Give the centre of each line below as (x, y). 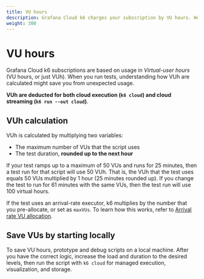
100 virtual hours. (28, 191)
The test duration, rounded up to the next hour (74, 154)
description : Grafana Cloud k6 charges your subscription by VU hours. (99, 18)
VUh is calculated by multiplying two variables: (65, 135)
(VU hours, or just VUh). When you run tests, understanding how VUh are (98, 77)
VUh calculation (37, 120)
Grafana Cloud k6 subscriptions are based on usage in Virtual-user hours (98, 70)
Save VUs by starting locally (61, 235)
